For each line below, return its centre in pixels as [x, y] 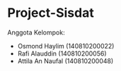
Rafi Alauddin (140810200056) [62, 53]
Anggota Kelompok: [36, 32]
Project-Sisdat [51, 13]
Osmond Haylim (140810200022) [66, 46]
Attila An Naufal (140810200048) [65, 60]
